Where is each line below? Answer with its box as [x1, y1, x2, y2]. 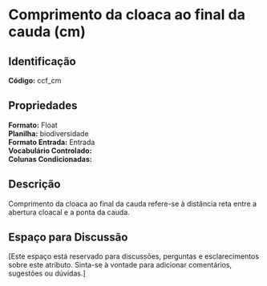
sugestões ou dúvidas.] [8, 268, 86, 278]
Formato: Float [8, 120, 58, 130]
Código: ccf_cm [8, 76, 62, 85]
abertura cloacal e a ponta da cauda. [8, 207, 130, 217]
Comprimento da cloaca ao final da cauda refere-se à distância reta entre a [8, 199, 257, 208]
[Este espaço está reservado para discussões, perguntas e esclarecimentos [8, 252, 259, 261]
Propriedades [8, 99, 78, 113]
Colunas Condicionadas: [8, 154, 92, 163]
